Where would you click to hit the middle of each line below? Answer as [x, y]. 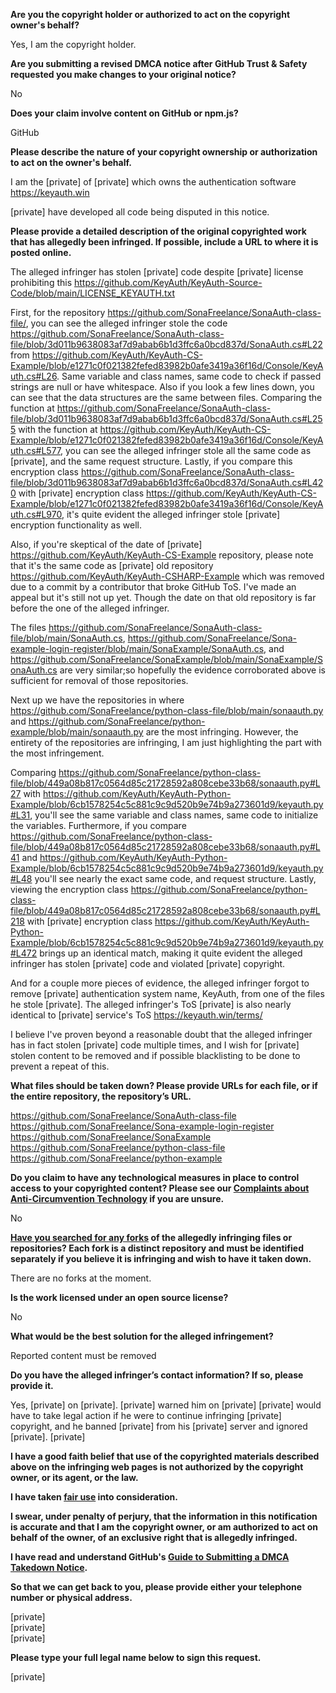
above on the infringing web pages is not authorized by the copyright [157, 1467]
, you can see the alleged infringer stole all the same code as [186, 450]
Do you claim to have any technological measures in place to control [155, 1177]
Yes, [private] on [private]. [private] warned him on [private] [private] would [166, 1405]
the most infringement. [57, 753]
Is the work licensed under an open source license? [119, 1297]
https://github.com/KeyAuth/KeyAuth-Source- [168, 282]
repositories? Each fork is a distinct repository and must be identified [157, 1248]
